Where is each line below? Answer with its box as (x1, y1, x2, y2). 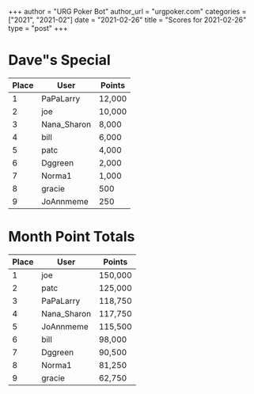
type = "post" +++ (8, 24, 69, 32)
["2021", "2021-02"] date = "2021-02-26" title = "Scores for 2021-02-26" (8, 15, 247, 25)
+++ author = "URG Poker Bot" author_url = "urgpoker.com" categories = (8, 7, 247, 16)
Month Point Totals (8, 228, 135, 246)
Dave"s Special (8, 51, 111, 70)
